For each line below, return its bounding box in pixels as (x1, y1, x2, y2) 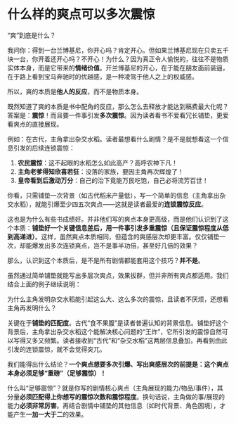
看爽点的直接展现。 (7, 120, 63, 128)
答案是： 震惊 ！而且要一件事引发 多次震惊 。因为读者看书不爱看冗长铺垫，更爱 (7, 110, 229, 120)
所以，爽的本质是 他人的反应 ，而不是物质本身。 (7, 87, 143, 96)
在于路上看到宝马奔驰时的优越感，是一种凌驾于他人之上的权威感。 (7, 72, 198, 81)
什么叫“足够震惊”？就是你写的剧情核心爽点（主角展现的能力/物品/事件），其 (7, 383, 223, 392)
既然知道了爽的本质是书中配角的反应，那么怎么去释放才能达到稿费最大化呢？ (7, 102, 229, 110)
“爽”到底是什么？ (7, 31, 56, 39)
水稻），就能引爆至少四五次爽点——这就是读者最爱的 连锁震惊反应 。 (13, 200, 207, 208)
